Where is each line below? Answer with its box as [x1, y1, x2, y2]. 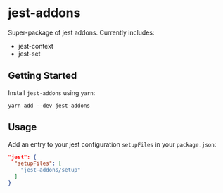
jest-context [18, 42, 53, 50]
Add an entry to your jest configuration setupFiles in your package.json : [8, 139, 217, 149]
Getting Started [8, 70, 77, 82]
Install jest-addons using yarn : [8, 88, 96, 96]
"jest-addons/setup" [20, 167, 81, 174]
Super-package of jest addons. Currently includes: [8, 28, 155, 37]
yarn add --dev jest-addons [8, 102, 91, 109]
